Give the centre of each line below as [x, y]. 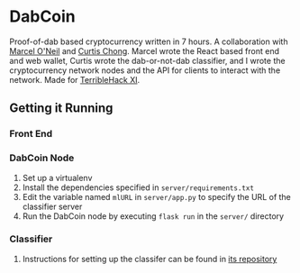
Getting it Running [61, 109]
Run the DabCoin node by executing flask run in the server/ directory [153, 216]
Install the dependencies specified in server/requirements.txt [138, 187]
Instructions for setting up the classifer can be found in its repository [150, 259]
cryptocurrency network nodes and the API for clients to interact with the [145, 70]
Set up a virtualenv [57, 177]
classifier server [52, 206]
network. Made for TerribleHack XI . [75, 79]
